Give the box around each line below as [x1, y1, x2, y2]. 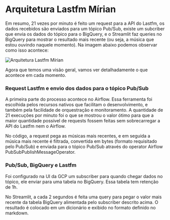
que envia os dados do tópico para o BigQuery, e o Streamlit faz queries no [5, 31, 162, 37]
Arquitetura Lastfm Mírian [5, 4, 116, 15]
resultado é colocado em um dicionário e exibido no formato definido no [5, 204, 156, 210]
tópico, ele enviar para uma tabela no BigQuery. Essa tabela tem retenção [5, 179, 159, 185]
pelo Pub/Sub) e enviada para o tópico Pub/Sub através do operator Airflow [5, 144, 163, 150]
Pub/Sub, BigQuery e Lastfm [5, 162, 77, 169]
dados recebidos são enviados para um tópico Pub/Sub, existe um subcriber [5, 25, 165, 31]
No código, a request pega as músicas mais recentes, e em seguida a [5, 133, 151, 139]
